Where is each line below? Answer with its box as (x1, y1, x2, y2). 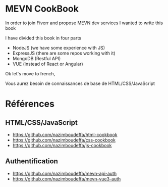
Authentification (5, 157, 58, 166)
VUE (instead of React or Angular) (12, 61, 83, 67)
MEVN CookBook (5, 3, 79, 15)
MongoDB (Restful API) (12, 55, 61, 61)
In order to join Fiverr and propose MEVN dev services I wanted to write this (5, 20, 163, 26)
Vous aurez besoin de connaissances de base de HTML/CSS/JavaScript (5, 80, 155, 86)
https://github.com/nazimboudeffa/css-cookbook (12, 137, 116, 143)
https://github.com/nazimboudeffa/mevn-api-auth (12, 170, 117, 176)
